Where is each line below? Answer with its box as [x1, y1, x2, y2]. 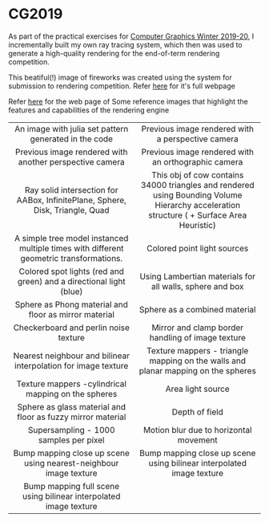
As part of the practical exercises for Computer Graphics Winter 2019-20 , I [8, 31, 255, 41]
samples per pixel [38, 434, 105, 446]
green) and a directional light [17, 275, 126, 287]
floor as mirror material [28, 308, 114, 320]
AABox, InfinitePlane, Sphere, [16, 194, 126, 206]
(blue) [59, 286, 83, 297]
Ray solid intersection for [24, 184, 118, 195]
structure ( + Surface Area [147, 210, 247, 221]
